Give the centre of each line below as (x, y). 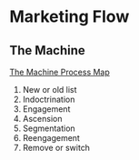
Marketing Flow (69, 17)
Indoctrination (49, 99)
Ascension (42, 119)
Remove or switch (56, 148)
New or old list (50, 90)
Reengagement (51, 138)
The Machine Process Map (60, 72)
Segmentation (49, 128)
